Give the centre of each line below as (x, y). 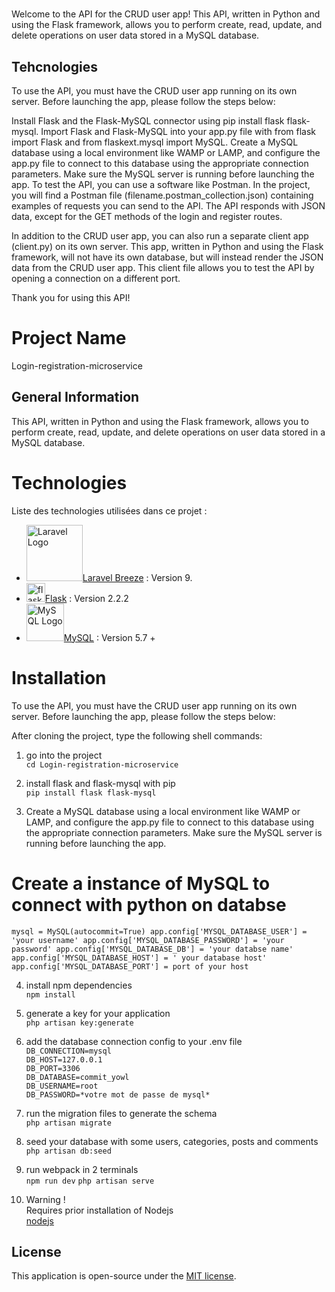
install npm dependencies (79, 985)
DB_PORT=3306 (53, 1068)
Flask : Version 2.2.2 (86, 598)
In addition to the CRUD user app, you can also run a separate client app (160, 236)
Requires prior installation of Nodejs (99, 1210)
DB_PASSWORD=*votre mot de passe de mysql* (118, 1094)
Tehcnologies (55, 66)
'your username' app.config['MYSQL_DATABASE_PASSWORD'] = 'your (148, 940)
